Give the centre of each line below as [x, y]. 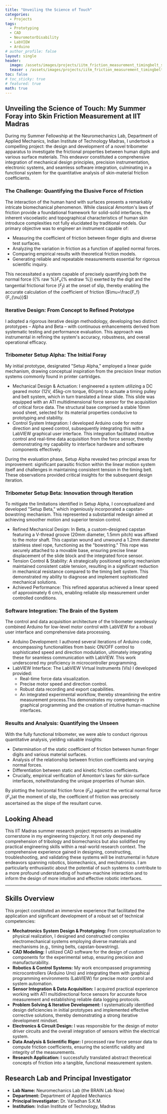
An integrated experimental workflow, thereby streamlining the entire [90, 695]
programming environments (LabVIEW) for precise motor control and [83, 978]
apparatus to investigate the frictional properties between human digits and [82, 152]
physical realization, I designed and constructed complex [71, 936]
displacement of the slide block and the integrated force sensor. [78, 556]
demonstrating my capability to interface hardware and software [78, 444]
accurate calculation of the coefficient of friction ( [56, 292]
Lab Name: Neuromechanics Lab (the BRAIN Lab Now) [69, 1090]
